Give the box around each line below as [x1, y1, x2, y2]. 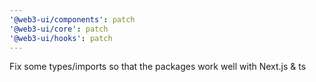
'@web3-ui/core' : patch [9, 24, 109, 34]
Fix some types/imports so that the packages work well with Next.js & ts [9, 61, 307, 73]
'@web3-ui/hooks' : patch [9, 33, 113, 43]
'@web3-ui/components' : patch [9, 14, 136, 25]
